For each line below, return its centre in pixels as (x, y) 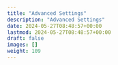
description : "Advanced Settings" (56, 20)
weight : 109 (24, 51)
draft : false (26, 39)
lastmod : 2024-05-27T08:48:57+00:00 (59, 32)
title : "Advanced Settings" (47, 13)
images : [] (23, 45)
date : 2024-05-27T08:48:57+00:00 (55, 26)
